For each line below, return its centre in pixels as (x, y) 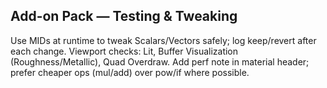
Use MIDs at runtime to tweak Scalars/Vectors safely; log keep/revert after (163, 40)
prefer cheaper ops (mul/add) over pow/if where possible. (130, 72)
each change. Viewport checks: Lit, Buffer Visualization (124, 51)
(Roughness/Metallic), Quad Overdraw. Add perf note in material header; (160, 61)
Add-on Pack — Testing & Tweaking (124, 16)
